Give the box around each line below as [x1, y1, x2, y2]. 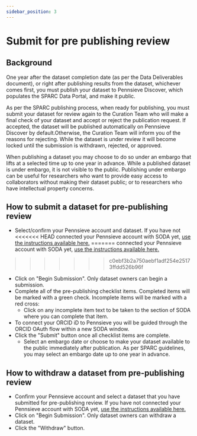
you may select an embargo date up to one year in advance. [23, 351, 170, 358]
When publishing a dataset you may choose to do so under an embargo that [6, 153, 192, 160]
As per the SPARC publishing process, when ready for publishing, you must [6, 104, 190, 111]
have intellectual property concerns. [6, 184, 95, 192]
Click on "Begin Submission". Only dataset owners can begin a [14, 275, 167, 282]
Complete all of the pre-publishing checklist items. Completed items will [14, 288, 190, 295]
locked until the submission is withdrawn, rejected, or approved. [6, 142, 163, 149]
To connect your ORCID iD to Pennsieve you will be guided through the [14, 319, 188, 326]
